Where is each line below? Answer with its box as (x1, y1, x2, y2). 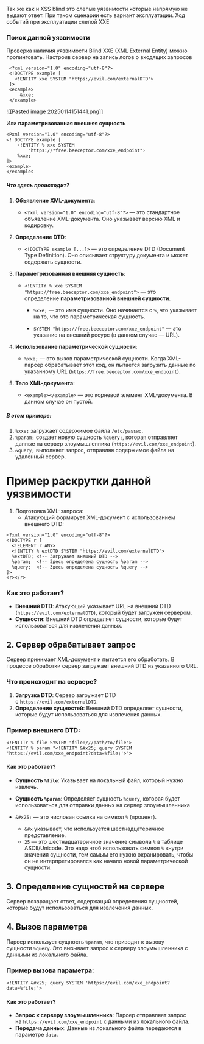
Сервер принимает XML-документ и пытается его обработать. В (6, 656, 175, 663)
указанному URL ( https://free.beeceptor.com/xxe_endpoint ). (24, 368, 181, 375)
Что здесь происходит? (6, 181, 70, 189)
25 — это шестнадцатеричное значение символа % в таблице (24, 838, 183, 846)
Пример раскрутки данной (6, 474, 152, 488)
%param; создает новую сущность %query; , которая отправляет (15, 433, 178, 441)
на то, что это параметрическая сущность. (33, 313, 146, 320)
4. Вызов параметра (6, 922, 88, 932)
